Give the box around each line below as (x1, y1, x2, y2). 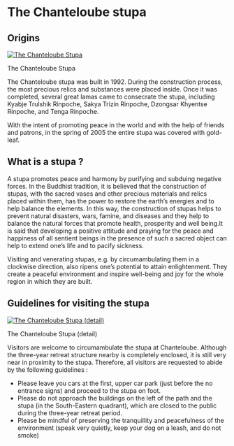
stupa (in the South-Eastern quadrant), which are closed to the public (17, 401, 217, 410)
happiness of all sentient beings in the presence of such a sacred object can (7, 233, 227, 242)
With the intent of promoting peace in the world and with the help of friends (7, 121, 225, 129)
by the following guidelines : (7, 365, 89, 374)
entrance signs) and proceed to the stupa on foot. (17, 386, 161, 395)
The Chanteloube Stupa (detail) (7, 329, 98, 338)
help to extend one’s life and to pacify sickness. (7, 241, 145, 250)
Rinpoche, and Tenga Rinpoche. (7, 108, 99, 115)
